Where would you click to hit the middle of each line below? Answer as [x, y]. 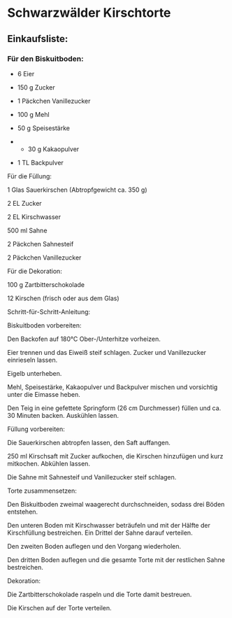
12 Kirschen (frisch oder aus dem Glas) [64, 298]
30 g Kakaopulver [53, 149]
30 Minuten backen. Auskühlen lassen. [63, 415]
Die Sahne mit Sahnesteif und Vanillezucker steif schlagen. [92, 477]
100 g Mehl [34, 114]
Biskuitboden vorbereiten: [44, 325]
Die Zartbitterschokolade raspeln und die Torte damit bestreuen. [100, 594]
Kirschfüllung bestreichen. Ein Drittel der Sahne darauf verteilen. [100, 533]
